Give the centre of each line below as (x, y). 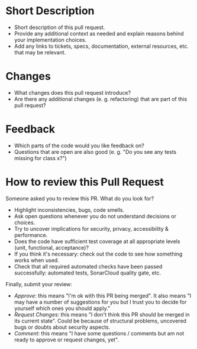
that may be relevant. (40, 52)
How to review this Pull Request (85, 182)
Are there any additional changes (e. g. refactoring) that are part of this (101, 99)
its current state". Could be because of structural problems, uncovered (100, 321)
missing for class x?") (41, 158)
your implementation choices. (50, 40)
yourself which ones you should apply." (62, 308)
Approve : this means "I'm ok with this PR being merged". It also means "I (103, 295)
